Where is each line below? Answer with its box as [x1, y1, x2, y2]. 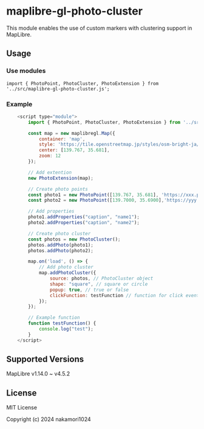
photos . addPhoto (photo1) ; [28, 242, 94, 248]
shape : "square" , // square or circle [49, 281, 148, 287]
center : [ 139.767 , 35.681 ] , [38, 147, 110, 153]
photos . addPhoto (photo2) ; [28, 247, 94, 253]
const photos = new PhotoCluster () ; [28, 236, 121, 242]
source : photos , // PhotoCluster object [49, 275, 154, 282]
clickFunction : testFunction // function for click [49, 292, 183, 298]
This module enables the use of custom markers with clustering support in [6, 24, 192, 32]
